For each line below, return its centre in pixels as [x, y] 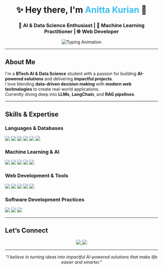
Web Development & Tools [37, 176]
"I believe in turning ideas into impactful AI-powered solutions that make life [81, 257]
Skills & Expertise [32, 114]
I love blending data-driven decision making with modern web [68, 84]
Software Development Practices [45, 199]
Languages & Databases [34, 128]
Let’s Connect [27, 231]
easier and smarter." [81, 262]
